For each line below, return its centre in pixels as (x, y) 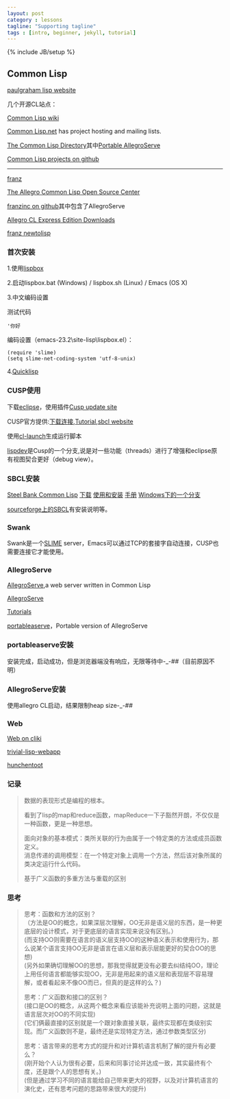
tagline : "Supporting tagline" (52, 26)
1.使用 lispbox (25, 269)
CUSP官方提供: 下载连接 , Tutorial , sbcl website (70, 421)
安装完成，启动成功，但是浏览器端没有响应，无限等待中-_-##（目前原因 (108, 661)
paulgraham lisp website (42, 90)
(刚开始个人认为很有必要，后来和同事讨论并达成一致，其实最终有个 (118, 1063)
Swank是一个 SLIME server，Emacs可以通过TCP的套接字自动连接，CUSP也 (113, 543)
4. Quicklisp (23, 371)
